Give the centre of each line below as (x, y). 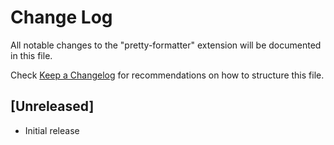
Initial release (52, 130)
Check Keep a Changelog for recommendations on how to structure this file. (167, 75)
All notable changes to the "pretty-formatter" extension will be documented (166, 45)
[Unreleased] (52, 106)
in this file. (31, 55)
